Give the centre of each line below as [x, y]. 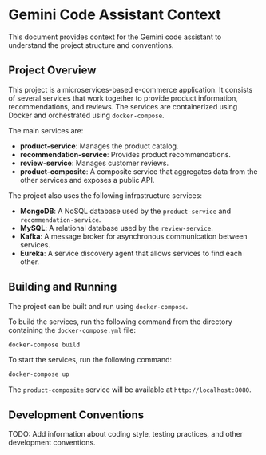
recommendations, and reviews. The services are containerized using [123, 106]
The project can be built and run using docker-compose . [98, 306]
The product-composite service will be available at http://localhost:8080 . [130, 390]
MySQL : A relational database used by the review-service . [116, 227]
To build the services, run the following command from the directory [121, 322]
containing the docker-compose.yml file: [72, 330]
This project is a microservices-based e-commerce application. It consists [131, 89]
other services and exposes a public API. [87, 180]
